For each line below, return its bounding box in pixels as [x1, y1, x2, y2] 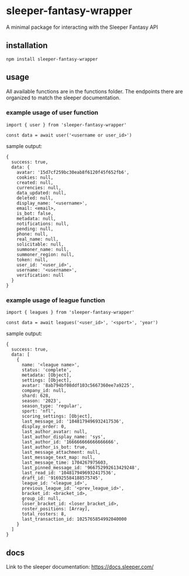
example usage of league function [6, 296, 105, 304]
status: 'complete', [21, 367, 72, 373]
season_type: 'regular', [21, 403, 83, 409]
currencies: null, [16, 185, 61, 190]
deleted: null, [16, 195, 54, 201]
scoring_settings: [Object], [21, 413, 93, 420]
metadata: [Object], [21, 372, 72, 379]
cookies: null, [16, 175, 54, 180]
